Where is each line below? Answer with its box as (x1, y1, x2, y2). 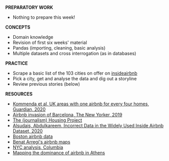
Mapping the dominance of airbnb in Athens (12, 150, 105, 155)
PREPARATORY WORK (5, 5, 53, 10)
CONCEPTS (5, 24, 31, 30)
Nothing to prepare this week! (12, 14, 75, 20)
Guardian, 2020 (12, 106, 46, 112)
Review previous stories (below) (12, 81, 80, 87)
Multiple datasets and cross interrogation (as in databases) (12, 51, 136, 56)
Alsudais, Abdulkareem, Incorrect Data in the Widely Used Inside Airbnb (12, 123, 164, 128)
